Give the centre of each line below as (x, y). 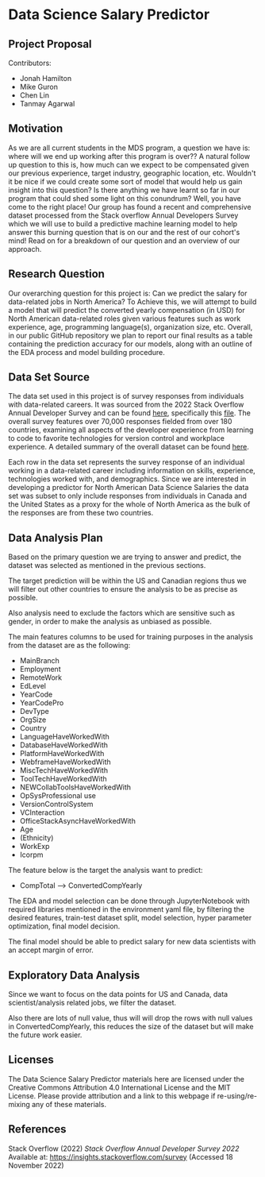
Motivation (36, 129)
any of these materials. (69, 1104)
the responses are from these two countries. (81, 513)
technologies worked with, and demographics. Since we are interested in (127, 479)
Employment (40, 670)
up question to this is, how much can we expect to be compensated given (129, 164)
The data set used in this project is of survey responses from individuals (126, 396)
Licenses (31, 1060)
